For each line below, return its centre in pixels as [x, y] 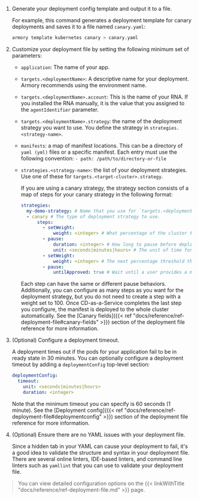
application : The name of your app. [65, 67]
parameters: [27, 55]
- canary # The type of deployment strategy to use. [93, 216]
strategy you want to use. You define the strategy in [85, 127]
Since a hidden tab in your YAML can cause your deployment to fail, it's [100, 446]
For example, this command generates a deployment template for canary [102, 20]
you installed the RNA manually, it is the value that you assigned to [103, 103]
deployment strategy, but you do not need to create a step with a [101, 297]
